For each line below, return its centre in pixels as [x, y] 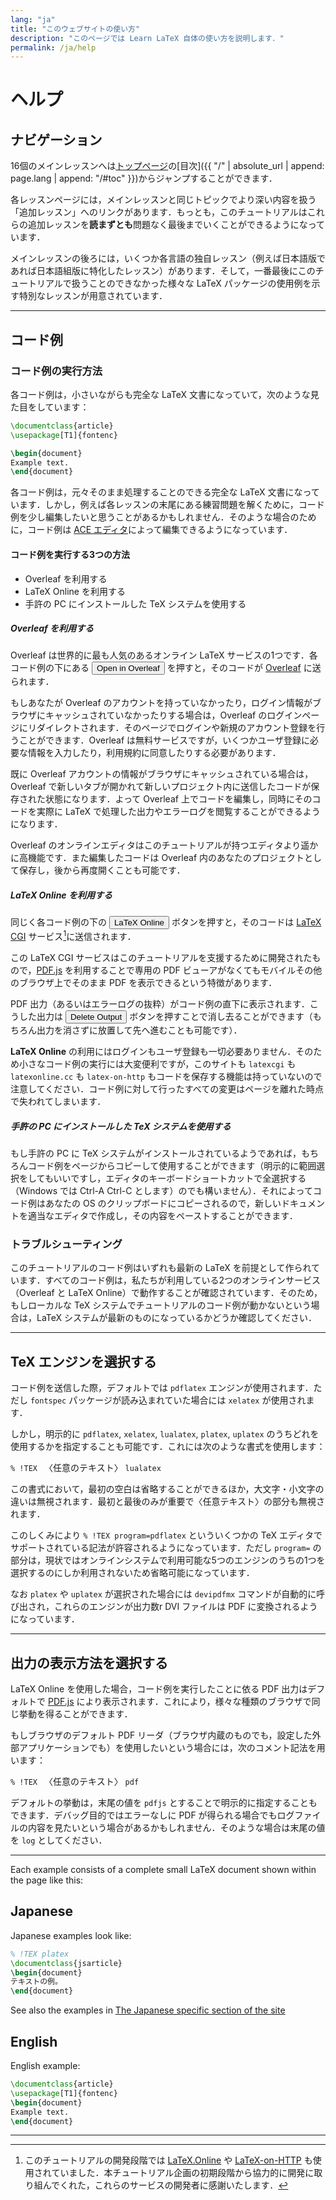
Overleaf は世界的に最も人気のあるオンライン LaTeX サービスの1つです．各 [164, 655]
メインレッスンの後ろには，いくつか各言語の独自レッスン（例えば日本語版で [168, 258]
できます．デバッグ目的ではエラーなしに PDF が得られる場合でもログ [152, 1815]
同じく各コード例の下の [58, 922]
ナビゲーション [56, 139]
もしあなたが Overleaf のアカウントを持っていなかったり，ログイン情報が [161, 703]
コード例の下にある [50, 668]
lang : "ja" [33, 19]
